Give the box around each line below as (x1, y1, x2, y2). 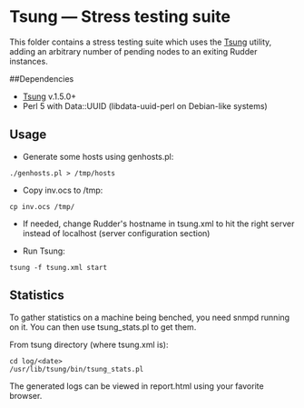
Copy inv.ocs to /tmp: (22, 184, 103, 195)
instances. (9, 55, 48, 66)
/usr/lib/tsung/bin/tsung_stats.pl (9, 364, 144, 373)
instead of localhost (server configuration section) (22, 227, 211, 238)
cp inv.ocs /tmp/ (9, 202, 75, 211)
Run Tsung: (22, 245, 65, 256)
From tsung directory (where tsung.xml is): (9, 339, 169, 350)
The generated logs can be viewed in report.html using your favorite (9, 380, 265, 392)
